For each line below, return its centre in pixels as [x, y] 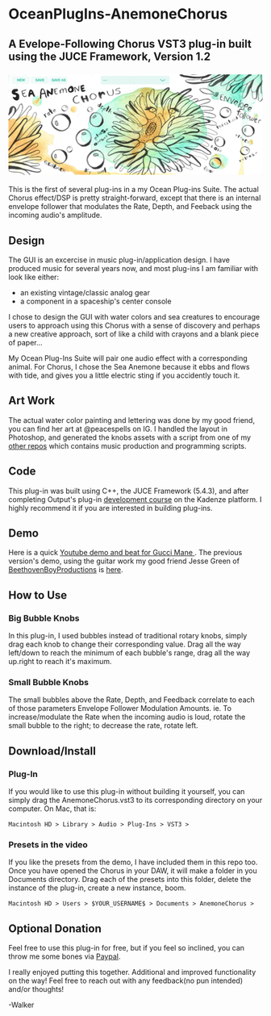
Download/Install [52, 751]
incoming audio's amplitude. [55, 215]
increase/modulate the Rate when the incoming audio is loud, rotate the [127, 717]
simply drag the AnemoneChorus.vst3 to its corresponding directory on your [135, 801]
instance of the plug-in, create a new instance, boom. [98, 888]
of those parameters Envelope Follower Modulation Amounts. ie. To [120, 709]
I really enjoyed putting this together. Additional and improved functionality [132, 972]
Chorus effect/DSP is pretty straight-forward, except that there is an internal [135, 198]
